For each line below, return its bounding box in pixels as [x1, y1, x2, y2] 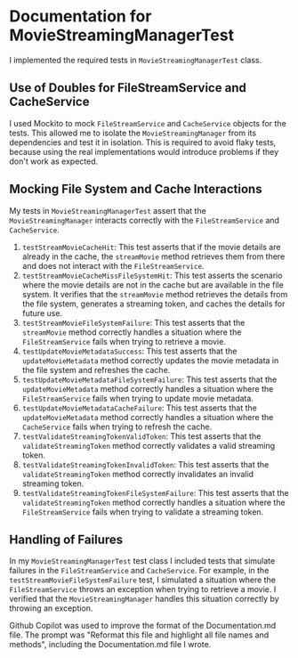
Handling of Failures [9, 532, 124, 547]
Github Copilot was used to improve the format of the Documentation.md [9, 621, 277, 631]
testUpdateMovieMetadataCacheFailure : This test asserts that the [21, 402, 258, 413]
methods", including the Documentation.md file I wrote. [9, 639, 212, 650]
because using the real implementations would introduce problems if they [9, 146, 279, 157]
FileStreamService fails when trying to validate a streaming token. [21, 506, 264, 517]
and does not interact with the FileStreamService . [21, 260, 205, 271]
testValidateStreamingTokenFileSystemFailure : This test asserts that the [21, 487, 289, 498]
